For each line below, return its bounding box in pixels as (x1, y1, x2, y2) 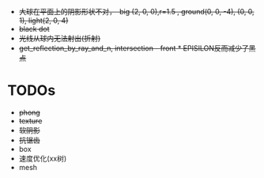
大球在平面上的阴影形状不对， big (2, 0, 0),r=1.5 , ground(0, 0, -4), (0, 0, (18, 7, 255, 16)
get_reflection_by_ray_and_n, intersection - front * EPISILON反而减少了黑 (18, 44, 256, 53)
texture (18, 116, 43, 125)
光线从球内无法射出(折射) (18, 34, 101, 43)
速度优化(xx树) (18, 153, 67, 163)
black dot (18, 25, 50, 33)
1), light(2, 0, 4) (18, 16, 69, 25)
